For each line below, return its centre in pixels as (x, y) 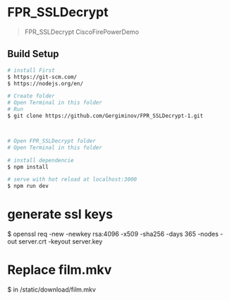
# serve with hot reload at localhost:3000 (72, 180)
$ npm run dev (28, 186)
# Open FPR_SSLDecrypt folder (52, 141)
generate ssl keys (60, 214)
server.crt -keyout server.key (61, 241)
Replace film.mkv (60, 270)
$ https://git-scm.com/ (42, 77)
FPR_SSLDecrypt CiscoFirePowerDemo (82, 32)
